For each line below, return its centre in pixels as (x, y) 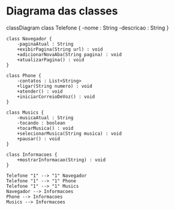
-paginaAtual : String (45, 44)
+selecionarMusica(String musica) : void (69, 134)
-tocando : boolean (41, 123)
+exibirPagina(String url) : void (60, 49)
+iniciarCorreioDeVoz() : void (56, 97)
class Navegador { (29, 39)
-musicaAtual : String (45, 118)
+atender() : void (40, 91)
